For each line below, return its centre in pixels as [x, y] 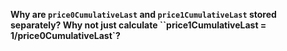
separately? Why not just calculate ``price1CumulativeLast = [138, 25]
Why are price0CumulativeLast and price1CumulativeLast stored [143, 14]
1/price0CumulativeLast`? [65, 35]
